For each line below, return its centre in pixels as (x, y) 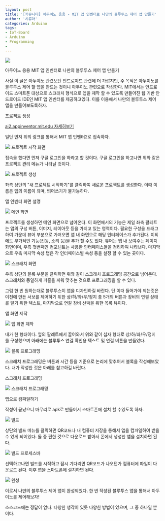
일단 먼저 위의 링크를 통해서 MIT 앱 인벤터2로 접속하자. (57, 136)
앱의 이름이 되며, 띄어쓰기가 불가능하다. (52, 191)
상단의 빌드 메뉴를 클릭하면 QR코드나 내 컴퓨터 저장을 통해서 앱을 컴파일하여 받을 (82, 430)
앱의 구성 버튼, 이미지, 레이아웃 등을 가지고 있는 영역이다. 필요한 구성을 (78, 228)
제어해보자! (29, 497)
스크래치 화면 (24, 263)
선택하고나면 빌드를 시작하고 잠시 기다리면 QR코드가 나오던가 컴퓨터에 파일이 (79, 463)
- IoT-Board (17, 33)
